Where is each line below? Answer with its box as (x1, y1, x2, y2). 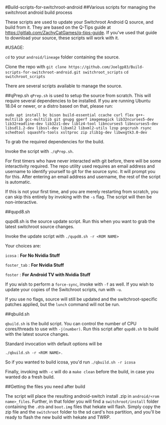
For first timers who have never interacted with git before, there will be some (5, 158, 162, 164)
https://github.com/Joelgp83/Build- (68, 64, 145, 69)
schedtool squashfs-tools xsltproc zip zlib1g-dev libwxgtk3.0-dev (5, 130, 148, 135)
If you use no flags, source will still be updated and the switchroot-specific (5, 296, 158, 302)
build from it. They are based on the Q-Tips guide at (5, 24, 111, 30)
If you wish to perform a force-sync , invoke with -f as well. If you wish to (5, 281, 154, 287)
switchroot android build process (5, 9, 73, 15)
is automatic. (5, 179, 31, 185)
